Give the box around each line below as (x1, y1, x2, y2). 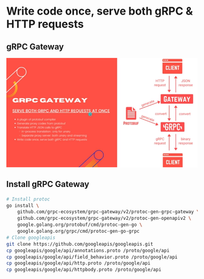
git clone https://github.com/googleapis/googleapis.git (6, 241, 154, 247)
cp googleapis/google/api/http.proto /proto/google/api (6, 260, 151, 266)
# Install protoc (6, 196, 50, 202)
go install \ (6, 202, 39, 208)
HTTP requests (6, 17, 84, 31)
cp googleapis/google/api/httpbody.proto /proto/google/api (6, 267, 162, 273)
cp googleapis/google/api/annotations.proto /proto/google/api (6, 247, 170, 253)
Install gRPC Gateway (6, 179, 90, 189)
